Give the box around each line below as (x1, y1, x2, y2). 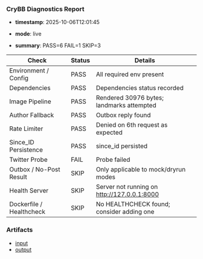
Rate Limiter (9, 124, 43, 133)
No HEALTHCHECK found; (95, 200, 170, 208)
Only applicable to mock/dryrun (95, 165, 186, 174)
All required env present (95, 70, 164, 78)
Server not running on (95, 183, 158, 191)
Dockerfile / (9, 200, 43, 208)
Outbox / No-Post (9, 165, 60, 174)
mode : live (14, 30, 42, 37)
